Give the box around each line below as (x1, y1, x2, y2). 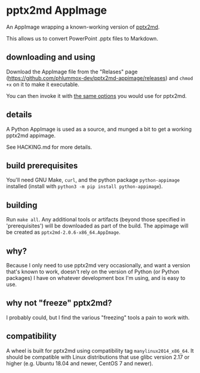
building (6, 200, 38, 210)
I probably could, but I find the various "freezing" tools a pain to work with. (6, 314, 190, 321)
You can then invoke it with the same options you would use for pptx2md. (6, 92, 187, 99)
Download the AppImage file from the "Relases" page (6, 68, 138, 75)
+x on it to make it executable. (6, 81, 79, 88)
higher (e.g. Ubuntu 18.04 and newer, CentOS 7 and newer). (6, 359, 153, 367)
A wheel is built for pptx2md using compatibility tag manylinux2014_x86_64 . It (6, 347, 194, 354)
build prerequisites (6, 161, 78, 171)
